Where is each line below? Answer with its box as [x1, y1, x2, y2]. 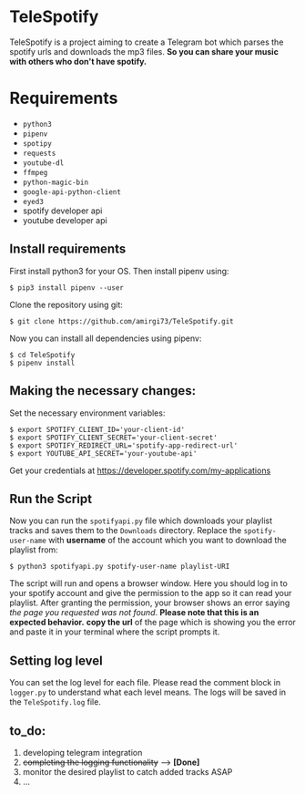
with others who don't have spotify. [9, 56, 147, 67]
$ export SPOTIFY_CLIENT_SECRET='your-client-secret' [9, 433, 219, 442]
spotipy [22, 139, 52, 148]
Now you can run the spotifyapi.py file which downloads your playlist [9, 515, 273, 526]
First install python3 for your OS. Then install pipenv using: [9, 265, 229, 276]
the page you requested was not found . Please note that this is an [9, 607, 259, 618]
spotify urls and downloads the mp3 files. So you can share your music [9, 46, 280, 57]
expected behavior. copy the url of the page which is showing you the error [9, 617, 296, 628]
